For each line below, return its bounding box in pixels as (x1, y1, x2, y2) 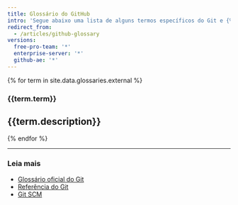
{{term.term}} (7, 94, 57, 104)
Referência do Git (17, 182, 69, 191)
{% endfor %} (7, 134, 48, 143)
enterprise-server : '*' (13, 50, 84, 57)
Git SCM (17, 189, 42, 199)
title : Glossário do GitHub (7, 10, 91, 18)
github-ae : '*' (13, 57, 59, 64)
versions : (7, 37, 37, 44)
